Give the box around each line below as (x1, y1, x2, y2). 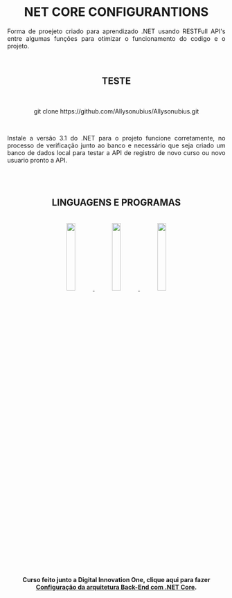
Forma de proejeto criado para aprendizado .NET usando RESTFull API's (7, 27, 226, 35)
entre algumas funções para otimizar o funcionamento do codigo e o (7, 34, 226, 42)
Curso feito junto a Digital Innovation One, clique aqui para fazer (22, 576, 211, 584)
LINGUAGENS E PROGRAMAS (51, 197, 181, 208)
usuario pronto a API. (7, 156, 68, 164)
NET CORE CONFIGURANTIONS (24, 4, 209, 20)
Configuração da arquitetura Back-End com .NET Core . (35, 583, 197, 592)
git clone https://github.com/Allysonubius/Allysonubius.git (33, 107, 199, 115)
